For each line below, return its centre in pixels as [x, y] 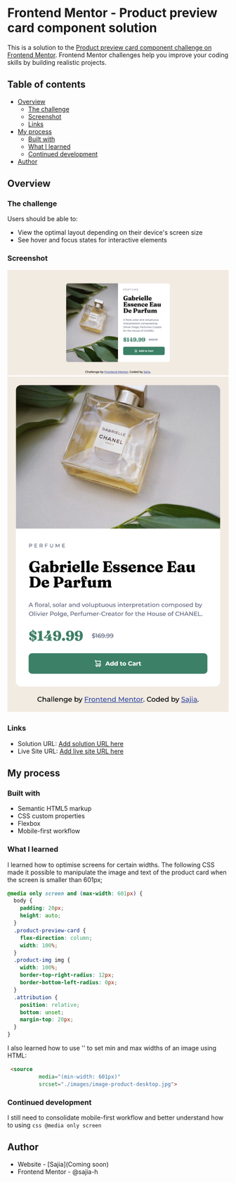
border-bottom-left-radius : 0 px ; [69, 983]
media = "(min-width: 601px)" [79, 1077]
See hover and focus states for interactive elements [92, 240]
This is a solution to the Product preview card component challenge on [110, 47]
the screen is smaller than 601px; [55, 879]
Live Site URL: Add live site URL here [71, 751]
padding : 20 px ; [42, 908]
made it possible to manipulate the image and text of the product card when [117, 872]
